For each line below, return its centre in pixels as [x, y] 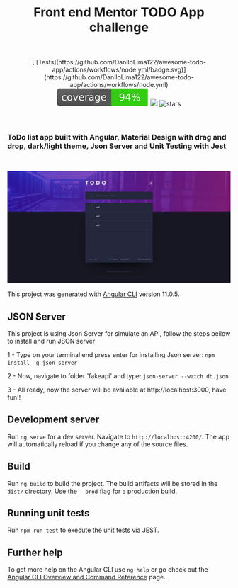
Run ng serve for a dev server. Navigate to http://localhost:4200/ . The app [119, 436]
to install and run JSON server [51, 341]
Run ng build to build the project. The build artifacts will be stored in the [113, 483]
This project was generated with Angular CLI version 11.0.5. [93, 294]
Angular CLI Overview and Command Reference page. [86, 577]
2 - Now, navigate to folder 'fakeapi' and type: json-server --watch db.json [118, 376]
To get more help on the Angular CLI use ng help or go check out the [108, 570]
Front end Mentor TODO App [119, 12]
